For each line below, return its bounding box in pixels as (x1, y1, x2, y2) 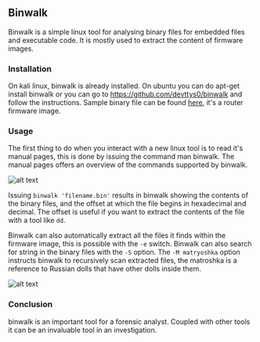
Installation (8, 63, 52, 74)
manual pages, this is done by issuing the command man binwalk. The (8, 152, 235, 162)
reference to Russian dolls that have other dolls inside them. (8, 264, 202, 274)
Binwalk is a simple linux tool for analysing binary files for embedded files (8, 27, 245, 36)
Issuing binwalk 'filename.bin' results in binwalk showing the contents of (8, 191, 249, 200)
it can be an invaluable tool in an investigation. (8, 325, 157, 334)
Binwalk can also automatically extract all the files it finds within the (8, 231, 226, 240)
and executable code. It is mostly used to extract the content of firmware (8, 35, 244, 45)
